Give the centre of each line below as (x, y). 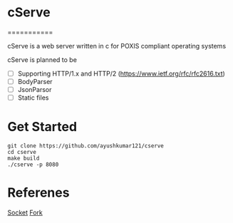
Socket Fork (25, 213)
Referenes (38, 193)
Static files (33, 98)
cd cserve (22, 152)
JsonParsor (35, 90)
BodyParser (35, 82)
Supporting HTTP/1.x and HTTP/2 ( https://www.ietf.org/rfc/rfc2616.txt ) (121, 73)
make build (24, 159)
